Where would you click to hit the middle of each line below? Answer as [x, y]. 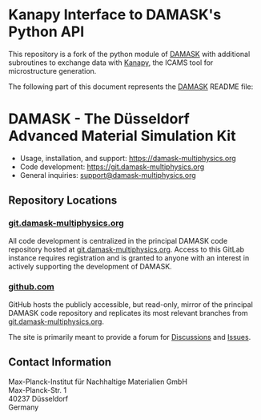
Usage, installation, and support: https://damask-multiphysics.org [128, 158]
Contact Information [60, 362]
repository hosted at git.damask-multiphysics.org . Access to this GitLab [126, 249]
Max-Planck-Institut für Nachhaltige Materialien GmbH [98, 382]
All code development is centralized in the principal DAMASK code [118, 240]
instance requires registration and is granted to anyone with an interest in [129, 257]
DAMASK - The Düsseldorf [99, 119]
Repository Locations [63, 201]
